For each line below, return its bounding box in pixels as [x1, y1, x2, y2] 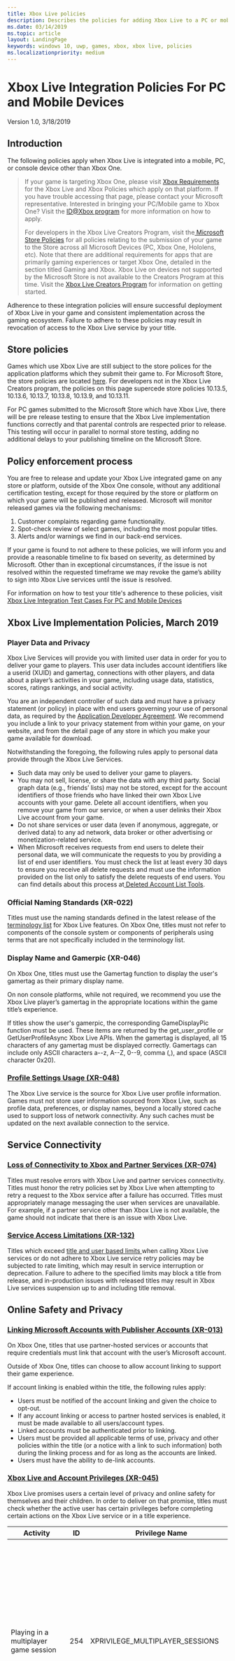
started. [24, 288, 48, 296]
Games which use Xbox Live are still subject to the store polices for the [7, 362, 212, 371]
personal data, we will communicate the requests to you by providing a [17, 850, 222, 858]
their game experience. [7, 1369, 75, 1378]
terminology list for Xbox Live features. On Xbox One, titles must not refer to [7, 921, 226, 929]
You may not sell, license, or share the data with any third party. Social [17, 776, 220, 784]
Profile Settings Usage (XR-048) [7, 1073, 120, 1083]
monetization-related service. [17, 835, 103, 844]
